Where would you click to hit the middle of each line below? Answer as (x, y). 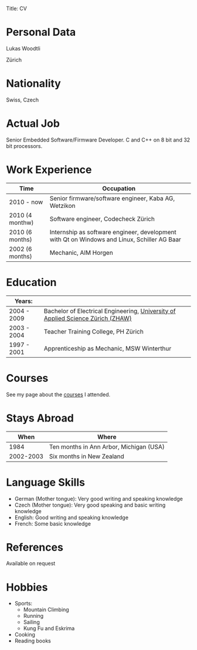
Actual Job (33, 124)
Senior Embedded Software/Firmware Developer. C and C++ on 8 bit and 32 (98, 140)
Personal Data (41, 32)
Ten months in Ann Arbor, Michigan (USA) (107, 447)
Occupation (119, 188)
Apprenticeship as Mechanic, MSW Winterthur (108, 348)
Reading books (33, 641)
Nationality (34, 84)
